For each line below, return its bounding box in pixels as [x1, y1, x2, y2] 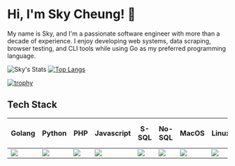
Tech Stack [7, 99, 57, 111]
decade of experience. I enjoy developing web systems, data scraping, [7, 36, 211, 45]
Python [41, 128, 67, 138]
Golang [10, 128, 36, 138]
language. [7, 52, 36, 60]
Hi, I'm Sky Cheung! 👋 [7, 6, 136, 22]
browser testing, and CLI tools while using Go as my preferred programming [7, 44, 226, 52]
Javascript [94, 128, 131, 138]
